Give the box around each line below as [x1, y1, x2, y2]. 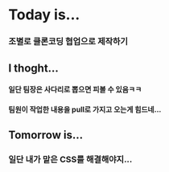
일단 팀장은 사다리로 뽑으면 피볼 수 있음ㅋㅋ [8, 84, 142, 94]
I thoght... [8, 61, 59, 75]
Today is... [8, 6, 80, 24]
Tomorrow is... [8, 129, 83, 142]
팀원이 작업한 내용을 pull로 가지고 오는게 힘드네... [8, 104, 162, 114]
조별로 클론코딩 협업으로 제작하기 [8, 36, 129, 47]
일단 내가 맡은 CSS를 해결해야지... [8, 154, 133, 165]
